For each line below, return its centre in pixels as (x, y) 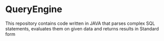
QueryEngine (34, 9)
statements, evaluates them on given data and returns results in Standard (82, 28)
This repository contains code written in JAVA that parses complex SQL (80, 23)
